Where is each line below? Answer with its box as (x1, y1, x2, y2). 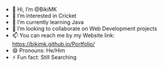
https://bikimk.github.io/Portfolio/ (12, 40, 95, 48)
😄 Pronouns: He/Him (12, 47, 65, 54)
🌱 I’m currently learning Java (12, 19, 84, 25)
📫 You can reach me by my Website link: (12, 32, 115, 39)
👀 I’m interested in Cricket (12, 12, 77, 19)
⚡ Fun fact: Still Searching (12, 54, 77, 60)
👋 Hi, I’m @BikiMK (12, 6, 58, 13)
